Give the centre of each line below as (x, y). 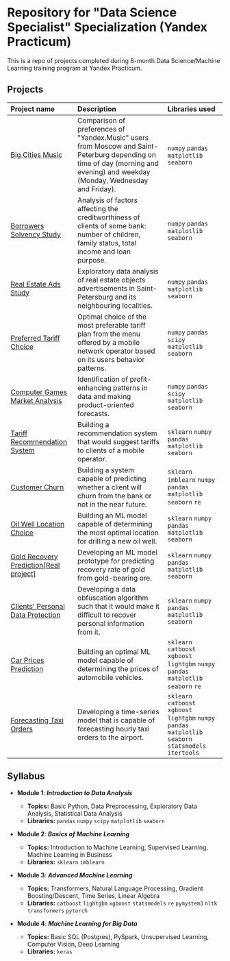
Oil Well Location (38, 524)
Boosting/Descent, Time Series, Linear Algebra (93, 895)
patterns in (130, 387)
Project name (33, 109)
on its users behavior (111, 359)
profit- (141, 379)
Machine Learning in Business (70, 854)
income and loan (104, 252)
